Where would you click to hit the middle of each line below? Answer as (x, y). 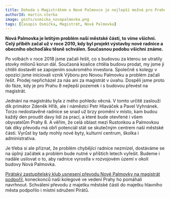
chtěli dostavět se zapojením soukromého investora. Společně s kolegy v (81, 70)
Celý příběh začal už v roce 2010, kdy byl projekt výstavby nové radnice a (84, 44)
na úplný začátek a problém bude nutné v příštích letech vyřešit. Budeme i (83, 154)
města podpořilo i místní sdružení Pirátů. (47, 190)
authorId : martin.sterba (31, 15)
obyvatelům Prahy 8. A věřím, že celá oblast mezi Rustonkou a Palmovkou (82, 122)
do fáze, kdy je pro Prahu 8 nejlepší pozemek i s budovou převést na (77, 86)
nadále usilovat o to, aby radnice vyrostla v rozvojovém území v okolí (77, 159)
